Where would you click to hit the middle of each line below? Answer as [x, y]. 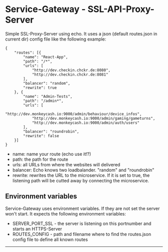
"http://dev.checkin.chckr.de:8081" [70, 74]
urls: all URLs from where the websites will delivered [66, 164]
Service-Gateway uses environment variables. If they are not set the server [82, 208]
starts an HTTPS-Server [37, 228]
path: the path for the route [40, 159]
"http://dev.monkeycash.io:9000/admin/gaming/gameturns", [93, 118]
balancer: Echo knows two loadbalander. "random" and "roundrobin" [83, 170]
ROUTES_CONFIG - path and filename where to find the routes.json [82, 234]
